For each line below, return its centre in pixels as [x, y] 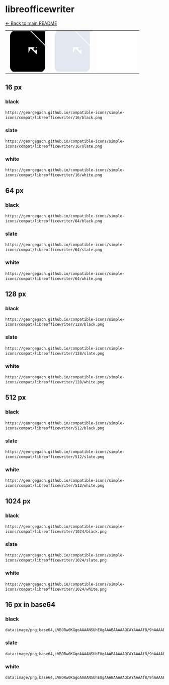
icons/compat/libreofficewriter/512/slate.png [55, 457]
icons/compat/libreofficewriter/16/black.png [54, 118]
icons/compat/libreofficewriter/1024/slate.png [56, 560]
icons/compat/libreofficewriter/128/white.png [55, 382]
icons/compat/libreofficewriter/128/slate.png [55, 353]
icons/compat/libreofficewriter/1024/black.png [56, 532]
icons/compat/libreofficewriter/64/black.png [54, 221]
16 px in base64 [30, 605]
